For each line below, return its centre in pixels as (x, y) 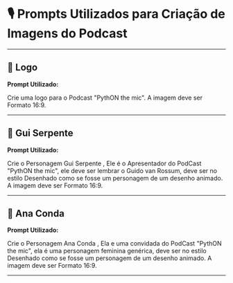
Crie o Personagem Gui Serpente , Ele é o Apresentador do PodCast (104, 163)
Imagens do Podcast (67, 34)
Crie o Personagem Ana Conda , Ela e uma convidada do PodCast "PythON (114, 244)
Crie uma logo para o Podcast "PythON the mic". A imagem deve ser (105, 98)
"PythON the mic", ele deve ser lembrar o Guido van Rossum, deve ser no (112, 170)
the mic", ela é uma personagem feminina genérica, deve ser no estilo (107, 251)
